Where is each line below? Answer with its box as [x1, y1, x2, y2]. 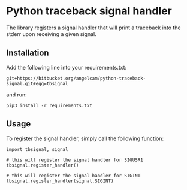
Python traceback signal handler [6, 4, 172, 18]
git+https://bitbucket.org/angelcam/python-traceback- [6, 75, 146, 82]
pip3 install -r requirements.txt [6, 102, 93, 108]
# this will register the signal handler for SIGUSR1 [6, 157, 144, 163]
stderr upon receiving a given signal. [6, 30, 97, 37]
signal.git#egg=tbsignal [6, 80, 68, 86]
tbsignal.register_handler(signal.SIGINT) [6, 178, 114, 184]
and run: [6, 91, 27, 98]
